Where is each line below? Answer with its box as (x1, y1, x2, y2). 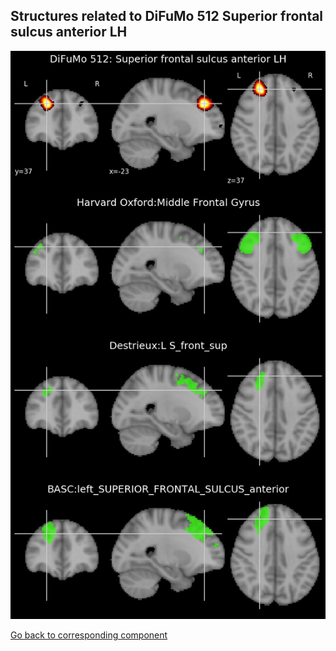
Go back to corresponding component (10, 629, 168, 641)
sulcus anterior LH (10, 24, 128, 41)
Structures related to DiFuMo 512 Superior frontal (10, 8, 324, 25)
